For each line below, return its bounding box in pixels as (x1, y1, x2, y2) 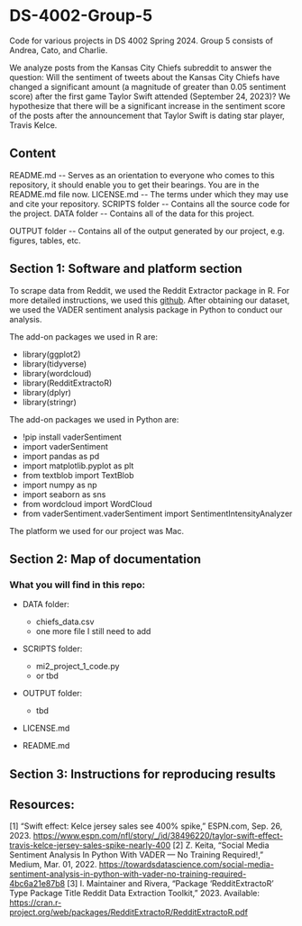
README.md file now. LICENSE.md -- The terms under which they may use (9, 188, 288, 199)
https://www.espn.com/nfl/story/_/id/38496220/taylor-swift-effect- (32, 831, 284, 841)
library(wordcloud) (22, 368, 92, 378)
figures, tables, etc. (9, 235, 81, 246)
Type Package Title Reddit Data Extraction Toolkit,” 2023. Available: (9, 888, 260, 899)
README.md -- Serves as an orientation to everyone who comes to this (9, 169, 275, 180)
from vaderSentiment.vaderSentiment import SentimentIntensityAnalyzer (22, 508, 293, 519)
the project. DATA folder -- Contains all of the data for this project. (9, 208, 255, 219)
